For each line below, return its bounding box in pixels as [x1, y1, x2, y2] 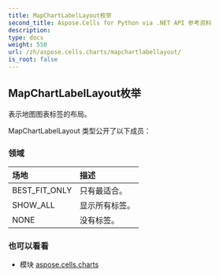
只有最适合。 [80, 185, 128, 196]
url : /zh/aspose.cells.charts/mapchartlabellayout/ [8, 48, 181, 56]
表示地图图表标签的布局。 [8, 109, 91, 118]
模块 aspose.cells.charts [19, 260, 99, 269]
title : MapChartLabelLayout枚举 [8, 11, 112, 20]
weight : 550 [8, 41, 47, 49]
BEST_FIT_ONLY [12, 185, 72, 196]
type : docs [8, 33, 44, 42]
